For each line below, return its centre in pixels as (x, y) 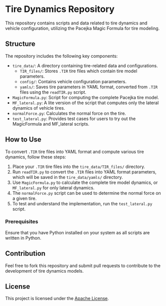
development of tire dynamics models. (44, 271)
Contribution (25, 253)
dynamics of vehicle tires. (39, 108)
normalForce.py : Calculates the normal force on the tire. (69, 113)
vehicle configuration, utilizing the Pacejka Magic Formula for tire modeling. (83, 28)
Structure (20, 44)
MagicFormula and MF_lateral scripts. (51, 124)
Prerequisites (22, 222)
